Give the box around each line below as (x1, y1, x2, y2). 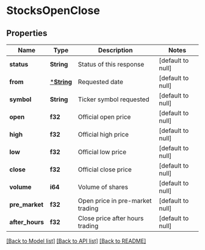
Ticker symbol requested (77, 95, 149, 104)
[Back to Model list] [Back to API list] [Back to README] (6, 237, 146, 245)
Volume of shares (77, 183, 128, 191)
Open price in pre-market (77, 196, 152, 205)
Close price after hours (77, 214, 144, 223)
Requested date (77, 77, 123, 86)
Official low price (77, 148, 127, 156)
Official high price (77, 130, 129, 138)
